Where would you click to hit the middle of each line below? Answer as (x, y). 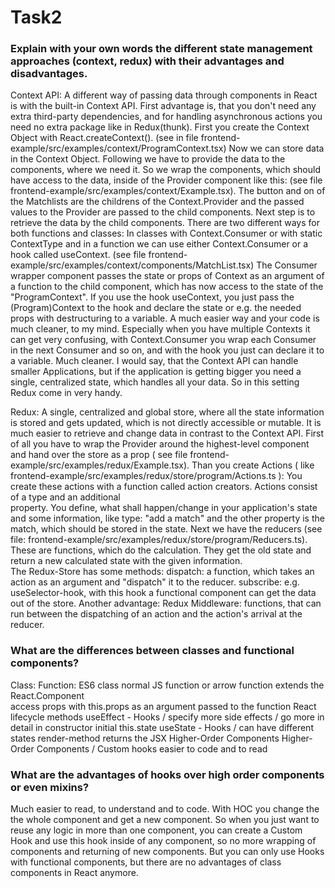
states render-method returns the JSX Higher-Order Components (145, 738)
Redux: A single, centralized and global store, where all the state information (167, 412)
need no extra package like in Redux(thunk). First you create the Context (160, 127)
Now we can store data (276, 148)
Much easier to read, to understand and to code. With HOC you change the (165, 809)
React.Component (47, 695)
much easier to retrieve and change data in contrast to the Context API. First (167, 433)
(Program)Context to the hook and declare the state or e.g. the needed (156, 308)
